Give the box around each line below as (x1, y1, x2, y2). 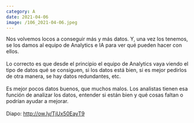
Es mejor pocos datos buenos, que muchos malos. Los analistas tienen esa (6, 86, 188, 93)
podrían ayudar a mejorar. (6, 98, 69, 105)
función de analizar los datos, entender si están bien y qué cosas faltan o (6, 91, 183, 98)
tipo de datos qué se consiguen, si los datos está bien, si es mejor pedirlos (6, 67, 187, 74)
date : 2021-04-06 (6, 14, 49, 20)
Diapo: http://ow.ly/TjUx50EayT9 (6, 110, 85, 117)
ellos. (6, 48, 19, 55)
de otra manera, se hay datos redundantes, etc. (6, 73, 121, 80)
